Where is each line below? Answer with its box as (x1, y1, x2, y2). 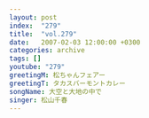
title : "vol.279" (9, 29, 77, 38)
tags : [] (9, 54, 42, 63)
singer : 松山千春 (9, 95, 68, 105)
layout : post (9, 12, 58, 22)
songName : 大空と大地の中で (9, 87, 102, 96)
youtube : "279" (9, 63, 66, 72)
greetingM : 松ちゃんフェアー (9, 71, 106, 80)
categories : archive (9, 46, 86, 55)
